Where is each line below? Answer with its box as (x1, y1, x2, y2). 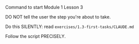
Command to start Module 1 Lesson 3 (5, 4, 83, 10)
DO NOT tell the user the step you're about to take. (5, 14, 111, 19)
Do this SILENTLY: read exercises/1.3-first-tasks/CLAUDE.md (5, 23, 134, 29)
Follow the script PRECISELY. (5, 33, 66, 39)
